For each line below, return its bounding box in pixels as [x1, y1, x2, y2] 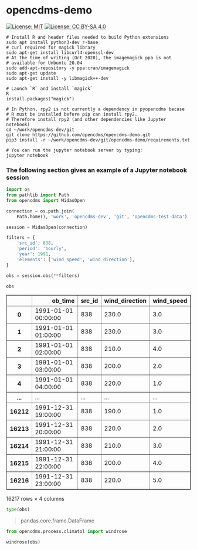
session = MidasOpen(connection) [6, 224, 88, 230]
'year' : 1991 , [16, 251, 51, 257]
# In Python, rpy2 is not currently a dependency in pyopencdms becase [6, 106, 185, 112]
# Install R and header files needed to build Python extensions [6, 34, 169, 40]
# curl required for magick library [6, 45, 96, 50]
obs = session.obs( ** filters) [6, 272, 80, 279]
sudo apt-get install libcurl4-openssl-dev [6, 49, 114, 56]
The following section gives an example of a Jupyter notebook [6, 166, 188, 174]
